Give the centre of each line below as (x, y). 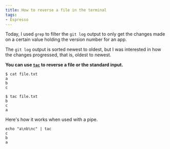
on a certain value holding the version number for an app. (66, 39)
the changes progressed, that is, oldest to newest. (58, 55)
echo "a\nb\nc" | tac (29, 129)
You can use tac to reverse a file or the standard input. (64, 65)
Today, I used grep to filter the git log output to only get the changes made (85, 34)
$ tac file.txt (22, 97)
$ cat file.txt (22, 74)
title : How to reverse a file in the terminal (56, 10)
